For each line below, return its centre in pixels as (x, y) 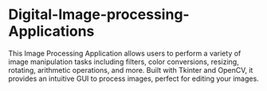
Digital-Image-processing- (99, 15)
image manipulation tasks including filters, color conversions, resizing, (124, 62)
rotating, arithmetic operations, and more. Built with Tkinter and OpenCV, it (131, 70)
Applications (51, 31)
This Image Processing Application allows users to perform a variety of (125, 53)
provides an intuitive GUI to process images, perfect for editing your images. (133, 78)
